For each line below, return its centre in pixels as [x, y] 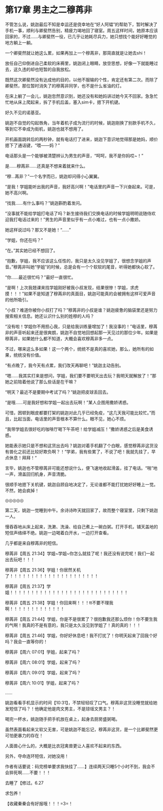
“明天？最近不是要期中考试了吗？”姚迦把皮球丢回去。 [58, 392]
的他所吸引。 [18, 300]
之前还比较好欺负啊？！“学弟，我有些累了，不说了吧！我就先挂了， [85, 451]
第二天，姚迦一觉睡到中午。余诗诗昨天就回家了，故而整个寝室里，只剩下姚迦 [81, 510]
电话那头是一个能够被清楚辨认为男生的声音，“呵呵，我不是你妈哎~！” [74, 156]
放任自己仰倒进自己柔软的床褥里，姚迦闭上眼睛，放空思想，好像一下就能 [77, 63]
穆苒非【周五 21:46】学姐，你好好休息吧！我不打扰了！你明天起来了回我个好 [81, 635]
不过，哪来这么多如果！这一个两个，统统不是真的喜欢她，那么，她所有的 [77, 349]
